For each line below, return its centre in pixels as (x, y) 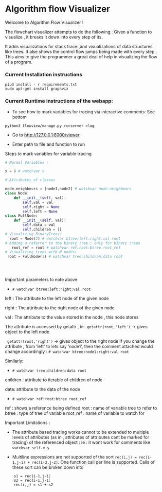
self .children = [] (42, 229)
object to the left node (27, 332)
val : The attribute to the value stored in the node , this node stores (72, 317)
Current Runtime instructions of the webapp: (59, 101)
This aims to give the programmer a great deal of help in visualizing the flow (81, 56)
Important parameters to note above (41, 279)
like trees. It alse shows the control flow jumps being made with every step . (81, 52)
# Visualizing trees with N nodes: (41, 252)
